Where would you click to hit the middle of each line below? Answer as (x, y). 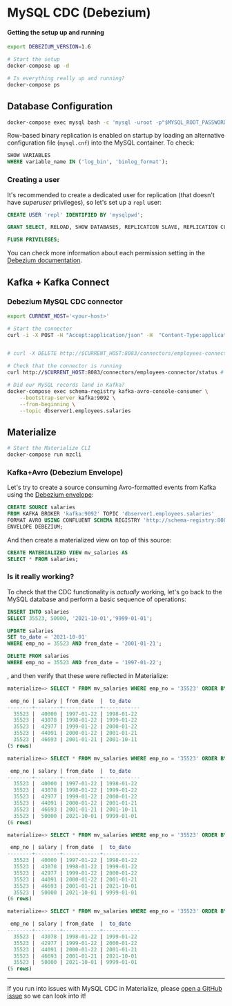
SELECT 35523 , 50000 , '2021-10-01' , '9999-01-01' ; (80, 618)
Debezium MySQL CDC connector (65, 302)
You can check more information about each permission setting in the (106, 253)
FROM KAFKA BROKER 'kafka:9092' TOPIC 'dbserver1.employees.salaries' (111, 514)
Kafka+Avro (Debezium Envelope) (65, 472)
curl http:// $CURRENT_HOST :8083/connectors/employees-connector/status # (116, 373)
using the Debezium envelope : (50, 495)
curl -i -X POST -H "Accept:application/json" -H (80, 335)
